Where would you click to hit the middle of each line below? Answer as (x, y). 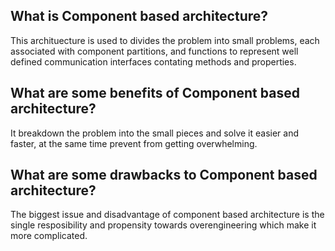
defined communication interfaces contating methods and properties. (153, 61)
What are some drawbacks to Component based (164, 175)
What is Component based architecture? (139, 16)
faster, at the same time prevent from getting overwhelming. (134, 143)
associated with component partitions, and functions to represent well (154, 51)
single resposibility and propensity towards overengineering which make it (163, 225)
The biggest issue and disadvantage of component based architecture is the (167, 215)
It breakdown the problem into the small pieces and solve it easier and (155, 133)
